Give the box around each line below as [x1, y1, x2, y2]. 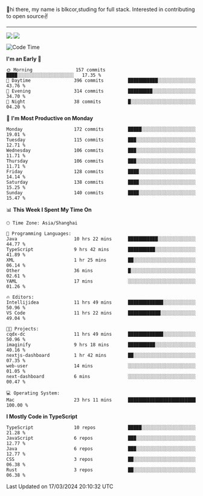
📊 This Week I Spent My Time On [6, 206, 92, 213]
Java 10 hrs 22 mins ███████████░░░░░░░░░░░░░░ [6, 236, 196, 242]
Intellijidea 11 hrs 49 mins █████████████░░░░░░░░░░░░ [6, 299, 196, 305]
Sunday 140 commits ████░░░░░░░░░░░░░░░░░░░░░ [6, 190, 196, 196]
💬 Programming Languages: [6, 230, 71, 237]
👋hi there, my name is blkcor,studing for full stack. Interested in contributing [6, 6, 195, 13]
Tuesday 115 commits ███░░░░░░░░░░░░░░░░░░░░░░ [6, 137, 196, 143]
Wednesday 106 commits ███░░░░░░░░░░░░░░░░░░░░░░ [6, 148, 196, 154]
